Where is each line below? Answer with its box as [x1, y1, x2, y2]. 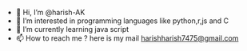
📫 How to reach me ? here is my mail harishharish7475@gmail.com [15, 33, 239, 43]
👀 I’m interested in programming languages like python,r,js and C [15, 16, 229, 25]
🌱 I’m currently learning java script [15, 25, 129, 33]
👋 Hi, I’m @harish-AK [15, 8, 86, 17]
